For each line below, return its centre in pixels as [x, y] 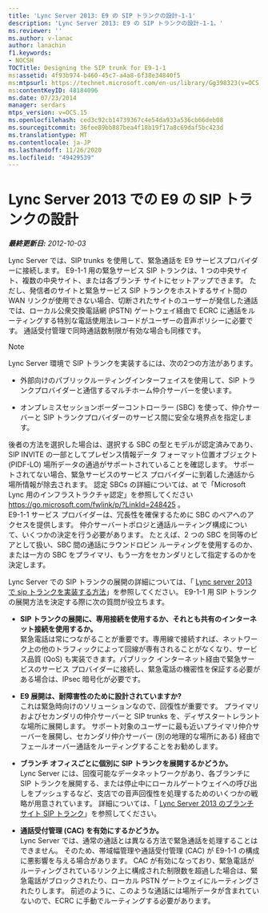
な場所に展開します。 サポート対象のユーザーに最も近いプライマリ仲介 [136, 726]
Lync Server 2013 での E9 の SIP [115, 199]
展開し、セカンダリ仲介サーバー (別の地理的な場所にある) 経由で [154, 736]
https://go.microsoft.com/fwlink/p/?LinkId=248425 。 [97, 505]
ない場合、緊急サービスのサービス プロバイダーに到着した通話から [145, 475]
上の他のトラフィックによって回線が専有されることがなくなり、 [132, 649]
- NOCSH [21, 61]
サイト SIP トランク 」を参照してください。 [90, 814]
